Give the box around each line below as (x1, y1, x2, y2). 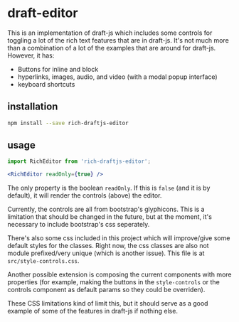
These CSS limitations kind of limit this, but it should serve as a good (7, 299, 208, 308)
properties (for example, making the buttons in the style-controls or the (7, 278, 221, 286)
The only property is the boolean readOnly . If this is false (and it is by (7, 183, 211, 193)
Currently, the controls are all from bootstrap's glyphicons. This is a (7, 205, 205, 214)
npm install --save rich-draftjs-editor (7, 119, 129, 127)
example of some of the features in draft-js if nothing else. (7, 307, 178, 316)
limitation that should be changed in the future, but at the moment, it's (7, 213, 212, 221)
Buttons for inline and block (17, 65, 99, 73)
